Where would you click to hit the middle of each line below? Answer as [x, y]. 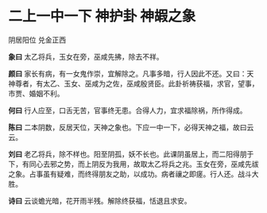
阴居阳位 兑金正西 [37, 40]
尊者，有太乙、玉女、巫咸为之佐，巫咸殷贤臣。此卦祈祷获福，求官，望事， [137, 83]
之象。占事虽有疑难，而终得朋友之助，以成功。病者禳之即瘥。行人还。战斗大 [133, 174]
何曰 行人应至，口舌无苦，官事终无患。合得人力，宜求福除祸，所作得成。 [128, 110]
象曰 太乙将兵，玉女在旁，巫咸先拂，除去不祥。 [86, 56]
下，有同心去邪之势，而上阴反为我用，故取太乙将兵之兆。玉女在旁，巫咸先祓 [133, 164]
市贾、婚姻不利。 [36, 93]
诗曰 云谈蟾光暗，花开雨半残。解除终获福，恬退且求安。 [100, 200]
